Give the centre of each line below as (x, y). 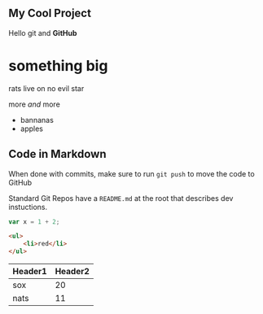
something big (58, 66)
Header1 (30, 272)
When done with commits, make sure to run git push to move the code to (131, 173)
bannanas (37, 120)
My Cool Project (50, 13)
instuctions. (28, 207)
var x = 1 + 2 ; (34, 222)
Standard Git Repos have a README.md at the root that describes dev (121, 198)
